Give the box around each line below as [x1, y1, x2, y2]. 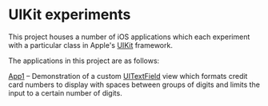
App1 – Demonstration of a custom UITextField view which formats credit [8, 71, 248, 80]
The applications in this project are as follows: [8, 56, 160, 65]
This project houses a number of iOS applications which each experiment [8, 32, 250, 41]
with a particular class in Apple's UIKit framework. [8, 40, 174, 49]
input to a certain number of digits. [8, 88, 122, 97]
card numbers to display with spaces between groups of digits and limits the [8, 80, 260, 89]
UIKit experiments [8, 6, 131, 24]
